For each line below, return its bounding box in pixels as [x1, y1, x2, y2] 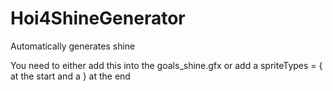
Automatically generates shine [10, 40, 136, 52]
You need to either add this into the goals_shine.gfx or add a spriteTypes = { [10, 59, 323, 71]
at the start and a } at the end [10, 70, 131, 82]
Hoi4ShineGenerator [10, 7, 186, 30]
